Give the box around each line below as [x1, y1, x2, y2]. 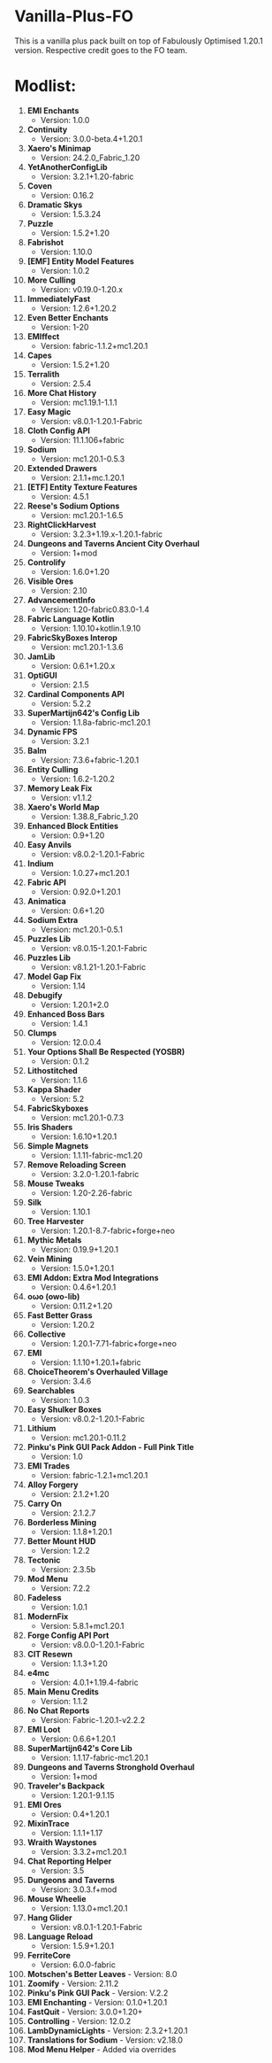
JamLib [26, 651, 56, 662]
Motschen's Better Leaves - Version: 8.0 [26, 1968, 178, 1979]
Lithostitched [26, 1065, 78, 1075]
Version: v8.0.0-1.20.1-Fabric [40, 1639, 145, 1649]
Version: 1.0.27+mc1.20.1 [40, 867, 131, 878]
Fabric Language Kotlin [26, 613, 115, 624]
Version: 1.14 [40, 981, 87, 991]
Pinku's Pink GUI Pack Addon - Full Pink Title [26, 1441, 194, 1452]
